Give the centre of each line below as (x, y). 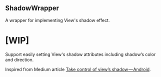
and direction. (19, 59)
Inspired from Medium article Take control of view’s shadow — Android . (78, 69)
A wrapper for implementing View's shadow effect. (57, 20)
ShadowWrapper (32, 8)
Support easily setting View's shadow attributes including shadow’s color (80, 54)
